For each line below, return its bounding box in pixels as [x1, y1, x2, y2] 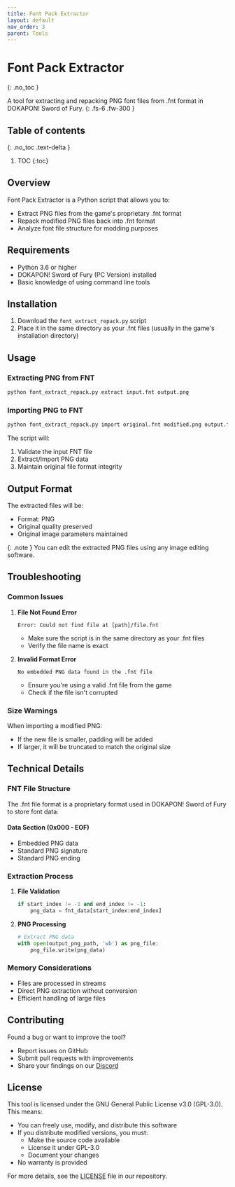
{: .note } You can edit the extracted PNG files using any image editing [7, 543, 209, 551]
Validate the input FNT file [17, 448, 93, 456]
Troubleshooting [7, 571, 82, 583]
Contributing [7, 1014, 64, 1027]
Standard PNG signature [17, 846, 87, 855]
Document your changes [27, 1151, 99, 1160]
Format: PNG [17, 514, 55, 523]
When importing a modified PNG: [7, 721, 103, 729]
